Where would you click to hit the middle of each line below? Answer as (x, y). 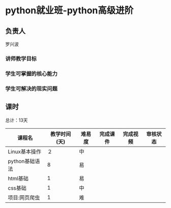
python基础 (21, 161)
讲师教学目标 (21, 58)
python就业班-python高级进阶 (69, 10)
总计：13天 (17, 120)
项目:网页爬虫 (24, 197)
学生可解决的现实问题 (31, 88)
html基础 (18, 178)
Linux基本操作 (25, 151)
